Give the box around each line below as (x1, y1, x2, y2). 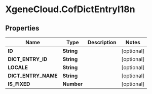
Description (87, 39, 117, 46)
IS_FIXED (8, 80, 30, 87)
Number (62, 80, 83, 87)
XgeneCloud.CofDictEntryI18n (5, 4, 135, 15)
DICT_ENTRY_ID (8, 56, 48, 62)
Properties (5, 24, 40, 33)
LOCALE (8, 64, 28, 71)
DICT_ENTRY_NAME (8, 72, 58, 79)
